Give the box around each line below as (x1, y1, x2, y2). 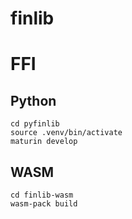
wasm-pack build (10, 199, 78, 209)
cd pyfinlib (10, 119, 60, 129)
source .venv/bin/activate (10, 128, 123, 138)
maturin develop (10, 137, 78, 147)
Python (10, 92, 57, 109)
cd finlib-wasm (10, 190, 74, 200)
